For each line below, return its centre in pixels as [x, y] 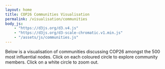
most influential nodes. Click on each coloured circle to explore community [82, 57]
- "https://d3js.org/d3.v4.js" [46, 28]
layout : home [19, 10]
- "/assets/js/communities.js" [46, 38]
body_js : [14, 24]
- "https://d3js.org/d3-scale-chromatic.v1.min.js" [68, 33]
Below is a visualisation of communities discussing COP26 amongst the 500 [82, 51]
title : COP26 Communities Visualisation [48, 14]
